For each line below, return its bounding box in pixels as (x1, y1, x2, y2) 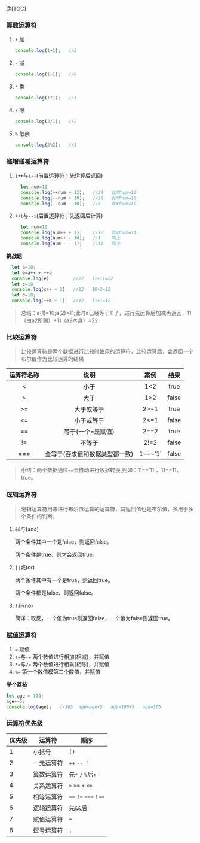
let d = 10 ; (11, 292, 36, 298)
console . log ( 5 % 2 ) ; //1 (14, 142, 77, 148)
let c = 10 (11, 281, 33, 287)
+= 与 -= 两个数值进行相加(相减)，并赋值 (14, 653, 110, 660)
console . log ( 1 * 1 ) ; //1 (14, 95, 77, 101)
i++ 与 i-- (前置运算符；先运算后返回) (14, 172, 103, 179)
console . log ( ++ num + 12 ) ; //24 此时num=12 (20, 189, 137, 195)
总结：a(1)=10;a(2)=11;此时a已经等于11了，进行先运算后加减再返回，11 (20, 310, 192, 317)
